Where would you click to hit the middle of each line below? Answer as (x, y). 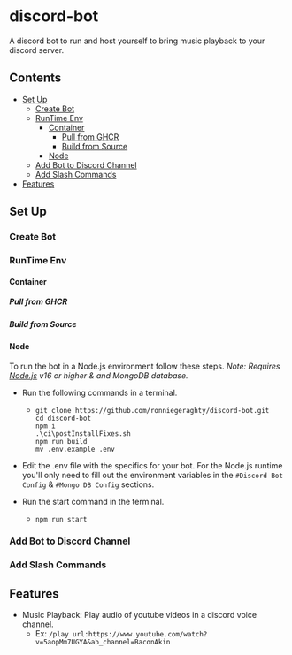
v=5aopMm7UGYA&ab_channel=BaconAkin (103, 643)
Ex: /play (52, 634)
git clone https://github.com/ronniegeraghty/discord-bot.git (152, 410)
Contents (35, 78)
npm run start (61, 519)
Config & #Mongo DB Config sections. (88, 484)
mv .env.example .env (75, 449)
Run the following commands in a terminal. (100, 392)
